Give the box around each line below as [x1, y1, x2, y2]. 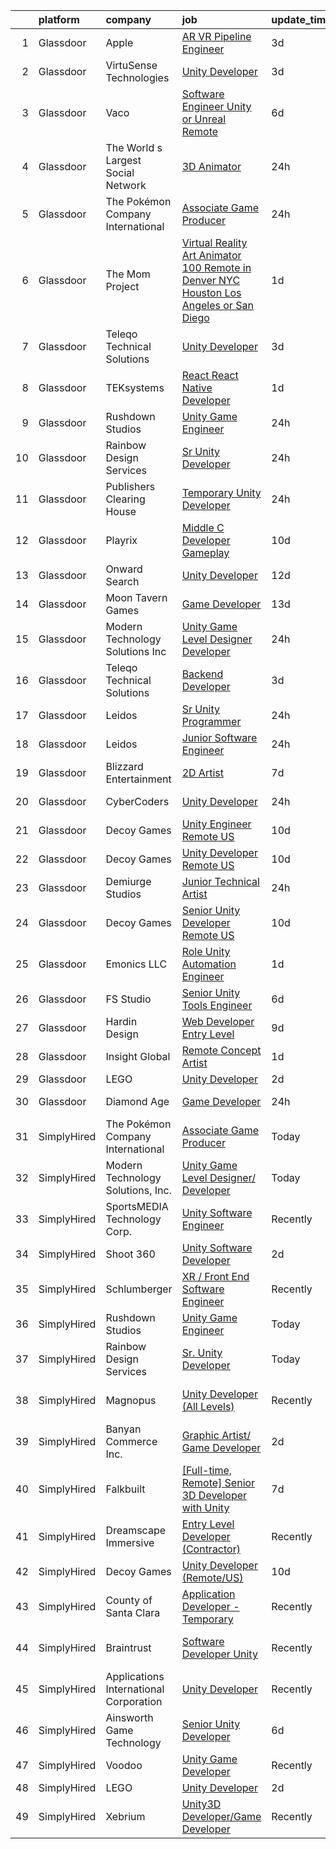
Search [105, 575, 140, 588]
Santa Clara [105, 1606, 161, 1619]
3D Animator [181, 160, 242, 173]
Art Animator [181, 249, 242, 262]
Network [105, 179, 147, 192]
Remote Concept [181, 1044, 262, 1057]
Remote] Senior [181, 1476, 256, 1489]
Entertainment [105, 772, 172, 786]
